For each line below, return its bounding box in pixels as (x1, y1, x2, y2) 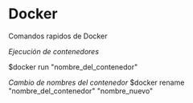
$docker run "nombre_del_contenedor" (8, 61, 138, 72)
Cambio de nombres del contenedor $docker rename (8, 77, 185, 87)
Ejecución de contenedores (8, 46, 99, 56)
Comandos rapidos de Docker (8, 31, 108, 41)
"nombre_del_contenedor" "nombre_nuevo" (8, 85, 154, 96)
